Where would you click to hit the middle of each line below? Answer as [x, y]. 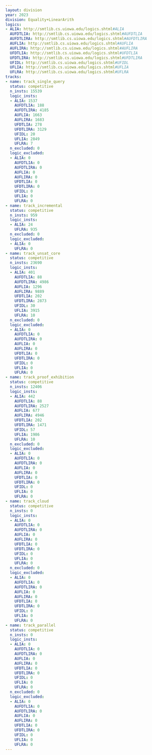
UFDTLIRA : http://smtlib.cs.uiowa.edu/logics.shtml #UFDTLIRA [76, 58]
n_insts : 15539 [26, 91]
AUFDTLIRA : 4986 [32, 282]
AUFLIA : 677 [27, 411]
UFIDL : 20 [25, 134]
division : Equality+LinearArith [40, 19]
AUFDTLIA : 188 [29, 106]
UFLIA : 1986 [27, 434]
